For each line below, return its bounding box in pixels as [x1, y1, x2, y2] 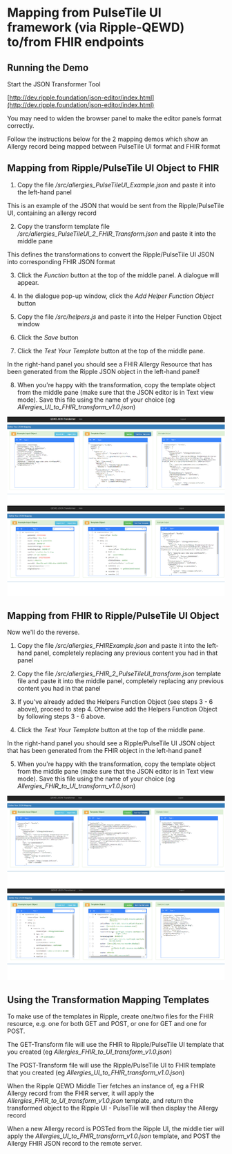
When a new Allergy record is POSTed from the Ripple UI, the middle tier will [7, 1125, 224, 1133]
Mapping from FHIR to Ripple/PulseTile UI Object [7, 610, 220, 622]
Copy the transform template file [17, 222, 110, 230]
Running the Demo [7, 62, 89, 73]
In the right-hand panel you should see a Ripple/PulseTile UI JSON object [7, 739, 215, 747]
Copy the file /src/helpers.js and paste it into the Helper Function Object [17, 313, 222, 321]
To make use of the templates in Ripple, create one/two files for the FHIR [7, 1012, 214, 1021]
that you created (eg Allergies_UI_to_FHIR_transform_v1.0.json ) [7, 1068, 185, 1077]
